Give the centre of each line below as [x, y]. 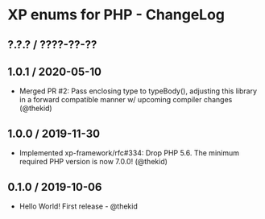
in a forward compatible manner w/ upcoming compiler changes [126, 100]
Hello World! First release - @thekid [79, 206]
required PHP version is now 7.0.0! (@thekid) [93, 162]
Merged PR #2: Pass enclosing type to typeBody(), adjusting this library [138, 91]
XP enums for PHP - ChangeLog [116, 15]
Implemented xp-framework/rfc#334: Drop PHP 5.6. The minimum [129, 153]
